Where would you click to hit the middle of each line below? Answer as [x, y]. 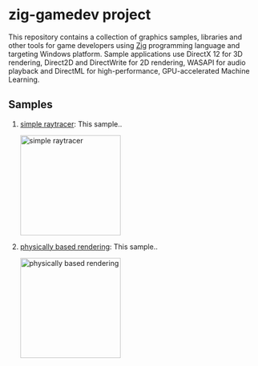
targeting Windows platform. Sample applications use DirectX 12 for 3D [125, 54]
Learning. [24, 79]
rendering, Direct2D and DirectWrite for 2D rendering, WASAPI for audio [127, 62]
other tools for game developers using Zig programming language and [124, 45]
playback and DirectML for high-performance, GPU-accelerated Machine [129, 70]
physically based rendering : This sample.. [89, 247]
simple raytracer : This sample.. [71, 124]
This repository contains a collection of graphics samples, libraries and [125, 37]
